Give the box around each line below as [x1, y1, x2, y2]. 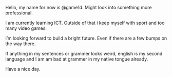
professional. [5, 10, 33, 16]
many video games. [5, 25, 47, 31]
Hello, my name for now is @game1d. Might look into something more [5, 5, 152, 10]
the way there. [5, 41, 36, 47]
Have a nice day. [5, 66, 41, 72]
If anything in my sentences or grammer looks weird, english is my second [5, 51, 163, 56]
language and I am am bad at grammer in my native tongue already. [5, 56, 148, 62]
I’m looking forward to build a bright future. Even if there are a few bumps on [5, 35, 167, 41]
